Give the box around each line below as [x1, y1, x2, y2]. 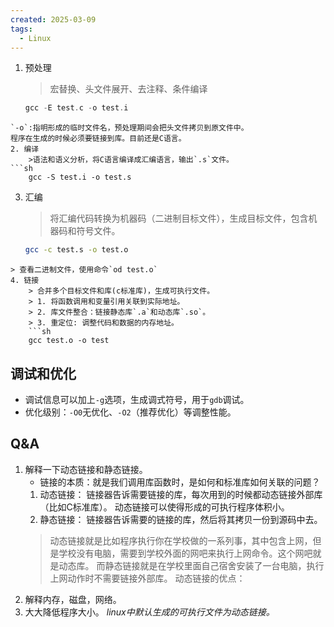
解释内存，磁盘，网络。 [24, 593, 122, 605]
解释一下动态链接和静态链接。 [24, 463, 148, 475]
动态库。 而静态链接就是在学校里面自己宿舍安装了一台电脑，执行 [58, 559, 325, 571]
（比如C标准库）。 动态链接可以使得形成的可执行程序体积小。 [39, 501, 290, 513]
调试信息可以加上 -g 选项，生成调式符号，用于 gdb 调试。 [24, 393, 250, 405]
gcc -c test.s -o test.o [24, 245, 129, 255]
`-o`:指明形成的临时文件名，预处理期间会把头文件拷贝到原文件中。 [10, 123, 249, 133]
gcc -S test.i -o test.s [28, 172, 132, 183]
